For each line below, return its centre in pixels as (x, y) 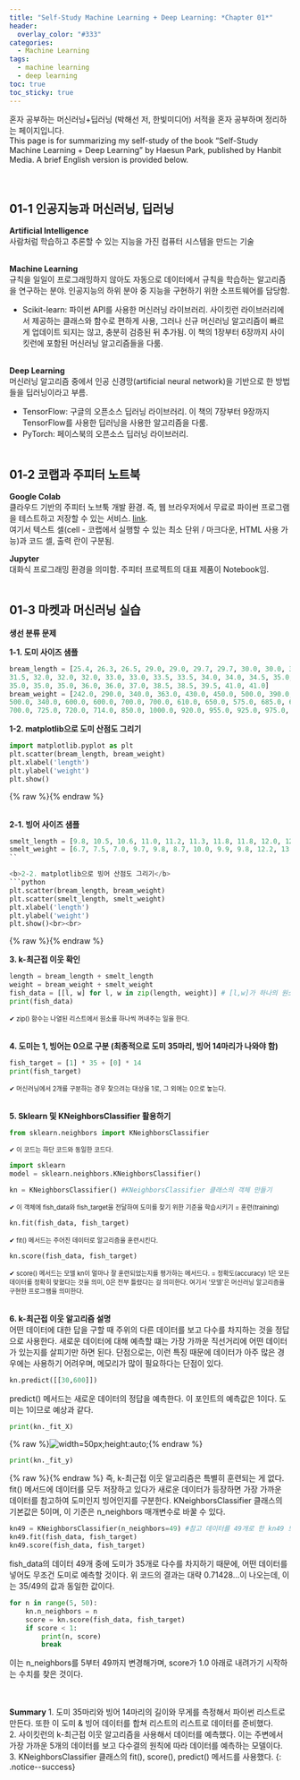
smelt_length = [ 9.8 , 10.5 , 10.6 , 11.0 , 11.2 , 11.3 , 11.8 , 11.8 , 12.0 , (145, 841)
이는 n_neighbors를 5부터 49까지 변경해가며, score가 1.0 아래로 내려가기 (137, 1663)
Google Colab (35, 497)
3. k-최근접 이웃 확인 (45, 960)
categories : (31, 43)
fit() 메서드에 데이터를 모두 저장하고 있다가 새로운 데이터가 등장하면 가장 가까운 (146, 1489)
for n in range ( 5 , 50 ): (54, 1604)
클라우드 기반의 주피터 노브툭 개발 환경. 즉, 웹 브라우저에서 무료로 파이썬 (134, 508)
